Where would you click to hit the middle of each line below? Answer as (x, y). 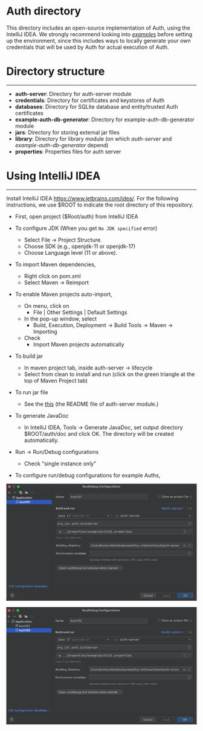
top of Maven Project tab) (56, 380)
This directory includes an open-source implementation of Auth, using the (98, 28)
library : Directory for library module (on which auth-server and (93, 139)
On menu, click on (47, 305)
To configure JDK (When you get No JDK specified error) (86, 228)
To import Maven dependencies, (55, 264)
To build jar (29, 356)
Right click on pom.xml (52, 276)
